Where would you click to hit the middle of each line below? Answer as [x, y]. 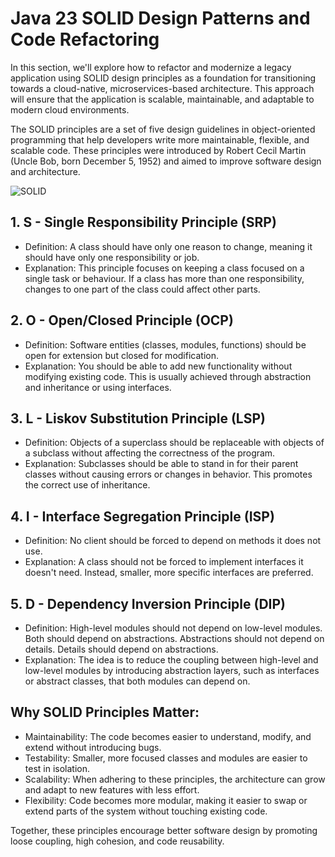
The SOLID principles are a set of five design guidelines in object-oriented [163, 129]
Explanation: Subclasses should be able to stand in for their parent [161, 464]
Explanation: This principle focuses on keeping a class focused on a [164, 268]
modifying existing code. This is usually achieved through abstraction [168, 376]
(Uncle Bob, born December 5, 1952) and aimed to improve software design [166, 161]
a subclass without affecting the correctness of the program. [150, 453]
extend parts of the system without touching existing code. [146, 811]
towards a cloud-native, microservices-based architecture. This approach [162, 88]
